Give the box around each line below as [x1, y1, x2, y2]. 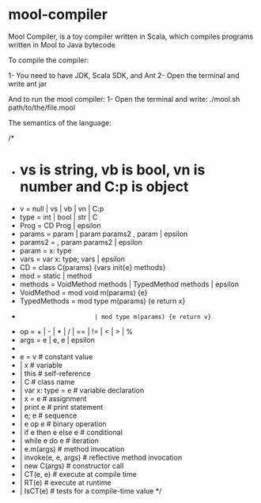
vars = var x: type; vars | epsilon [19, 254, 125, 264]
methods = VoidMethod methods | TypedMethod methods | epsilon [19, 279, 240, 289]
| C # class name [19, 377, 75, 386]
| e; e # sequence [19, 411, 78, 420]
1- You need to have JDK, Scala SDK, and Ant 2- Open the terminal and [8, 70, 240, 80]
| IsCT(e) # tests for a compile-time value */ [19, 486, 162, 495]
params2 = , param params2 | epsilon [19, 237, 142, 246]
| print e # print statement [19, 402, 104, 411]
